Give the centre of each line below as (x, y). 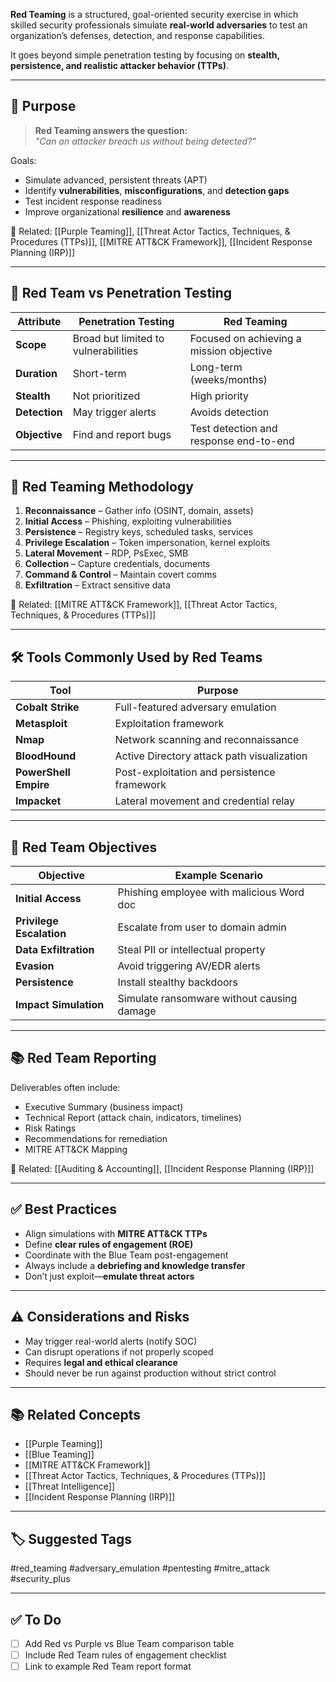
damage (137, 1011)
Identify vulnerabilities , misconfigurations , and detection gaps (157, 190)
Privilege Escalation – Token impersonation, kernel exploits (147, 543)
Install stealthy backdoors (177, 982)
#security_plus (40, 1579)
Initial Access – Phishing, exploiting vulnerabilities (128, 521)
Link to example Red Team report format (108, 1666)
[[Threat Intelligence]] (70, 1486)
